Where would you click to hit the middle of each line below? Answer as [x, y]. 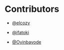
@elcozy [21, 23]
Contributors [32, 9]
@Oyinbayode [26, 42]
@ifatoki [20, 32]
